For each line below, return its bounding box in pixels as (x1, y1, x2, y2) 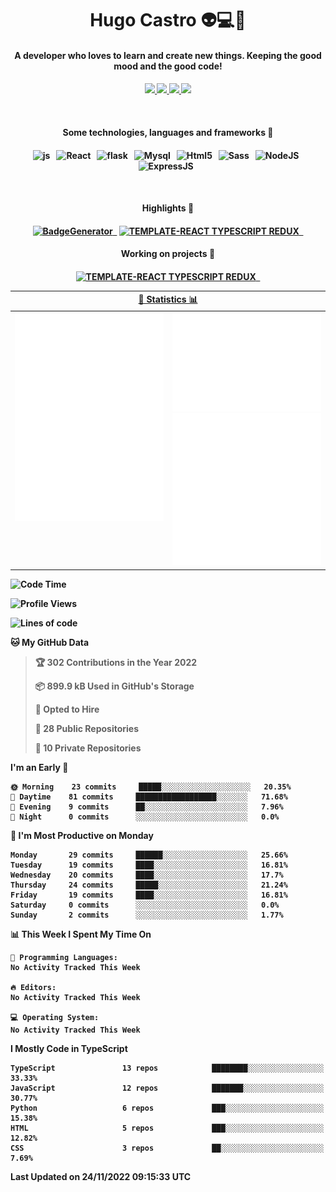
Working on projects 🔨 (120, 248, 216, 260)
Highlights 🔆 (141, 202, 195, 214)
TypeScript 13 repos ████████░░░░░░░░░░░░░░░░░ (10, 1063, 325, 1073)
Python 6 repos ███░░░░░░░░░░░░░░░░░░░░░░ (10, 1103, 325, 1113)
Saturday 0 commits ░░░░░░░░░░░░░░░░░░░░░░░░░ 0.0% (10, 900, 280, 910)
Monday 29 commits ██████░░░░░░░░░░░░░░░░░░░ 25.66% (10, 850, 288, 860)
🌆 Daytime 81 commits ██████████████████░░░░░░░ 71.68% (10, 792, 288, 802)
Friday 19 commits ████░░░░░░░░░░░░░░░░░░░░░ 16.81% (10, 890, 288, 900)
